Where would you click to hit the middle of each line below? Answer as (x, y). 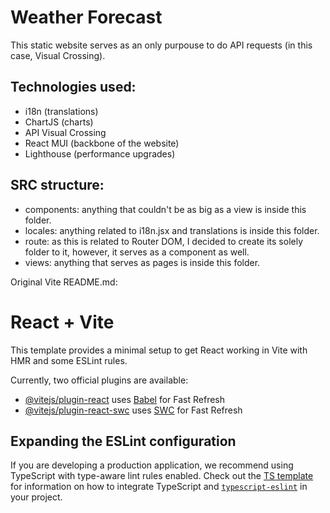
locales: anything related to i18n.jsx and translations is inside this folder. (172, 230)
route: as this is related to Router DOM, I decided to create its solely (164, 241)
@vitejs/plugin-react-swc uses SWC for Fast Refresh (133, 410)
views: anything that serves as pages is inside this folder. (142, 262)
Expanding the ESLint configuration (123, 441)
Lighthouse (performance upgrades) (100, 153)
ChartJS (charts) (59, 122)
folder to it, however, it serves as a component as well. (137, 252)
